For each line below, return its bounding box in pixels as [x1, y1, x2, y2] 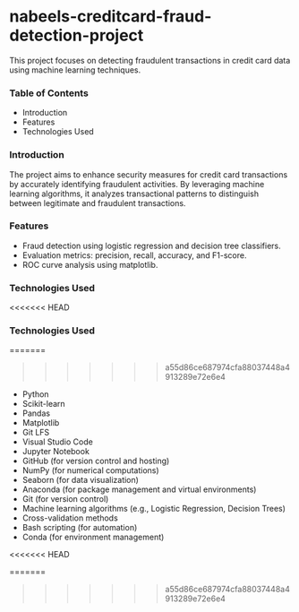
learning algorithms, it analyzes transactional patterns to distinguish [9, 188, 260, 199]
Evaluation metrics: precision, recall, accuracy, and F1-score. [21, 249, 247, 261]
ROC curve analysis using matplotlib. [21, 259, 158, 270]
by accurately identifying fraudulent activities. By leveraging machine [9, 178, 265, 189]
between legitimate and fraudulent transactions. [9, 197, 186, 208]
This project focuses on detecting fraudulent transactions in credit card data [9, 55, 291, 65]
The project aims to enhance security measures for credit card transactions [9, 168, 288, 180]
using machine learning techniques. [9, 65, 141, 75]
